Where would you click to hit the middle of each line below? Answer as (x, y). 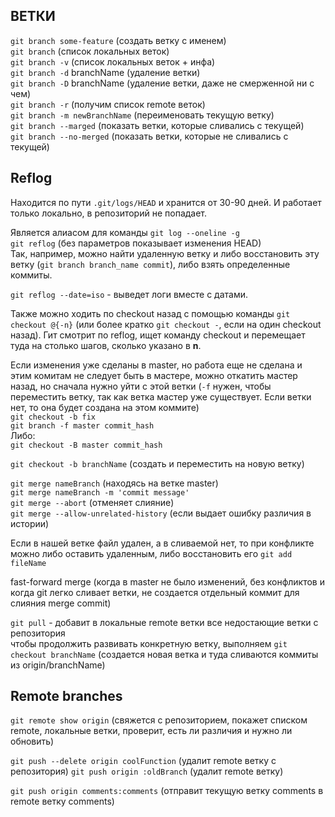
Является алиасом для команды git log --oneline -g (125, 232)
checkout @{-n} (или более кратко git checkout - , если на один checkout (166, 324)
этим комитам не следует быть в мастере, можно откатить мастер (154, 375)
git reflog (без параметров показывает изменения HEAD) (136, 243)
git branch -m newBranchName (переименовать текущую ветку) (142, 115)
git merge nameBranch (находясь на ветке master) (114, 483)
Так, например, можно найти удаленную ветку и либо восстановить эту (165, 253)
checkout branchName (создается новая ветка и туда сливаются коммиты (164, 654)
